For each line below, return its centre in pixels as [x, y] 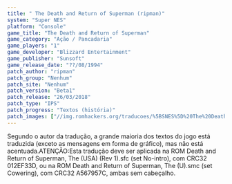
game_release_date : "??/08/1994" [55, 65]
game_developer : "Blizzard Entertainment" [69, 53]
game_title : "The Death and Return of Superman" [78, 33]
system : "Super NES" [37, 20]
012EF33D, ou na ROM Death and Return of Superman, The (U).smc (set [110, 165]
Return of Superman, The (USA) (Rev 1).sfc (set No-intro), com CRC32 [107, 158]
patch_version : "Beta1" [41, 91]
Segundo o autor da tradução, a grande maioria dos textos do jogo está [109, 136]
